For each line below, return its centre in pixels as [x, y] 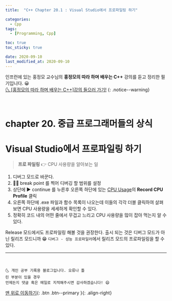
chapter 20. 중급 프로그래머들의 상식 [79, 124]
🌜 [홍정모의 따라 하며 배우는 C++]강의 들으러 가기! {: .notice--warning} [78, 90]
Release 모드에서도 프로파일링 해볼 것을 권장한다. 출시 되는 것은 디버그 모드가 [82, 232]
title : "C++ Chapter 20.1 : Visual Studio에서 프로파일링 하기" [72, 10]
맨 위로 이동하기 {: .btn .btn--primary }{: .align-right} [59, 293]
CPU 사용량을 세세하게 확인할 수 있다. [60, 208]
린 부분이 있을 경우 [23, 277]
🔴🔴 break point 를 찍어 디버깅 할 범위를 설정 [57, 183]
